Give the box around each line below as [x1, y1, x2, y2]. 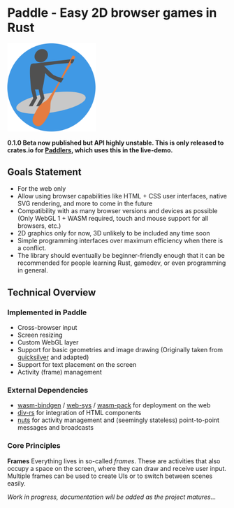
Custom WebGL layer [17, 338, 79, 347]
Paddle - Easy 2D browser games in [7, 5, 217, 21]
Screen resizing [17, 331, 63, 340]
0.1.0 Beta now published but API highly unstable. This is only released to [7, 138, 224, 147]
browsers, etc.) [17, 222, 61, 230]
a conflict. [17, 244, 47, 252]
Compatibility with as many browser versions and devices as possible [17, 207, 218, 215]
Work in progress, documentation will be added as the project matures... [7, 493, 217, 501]
